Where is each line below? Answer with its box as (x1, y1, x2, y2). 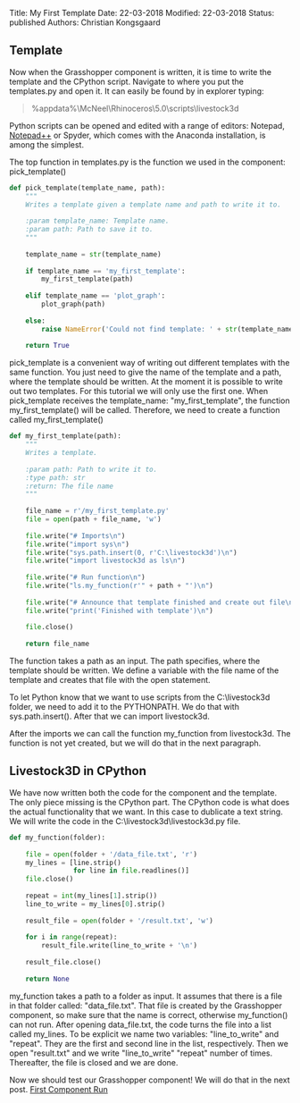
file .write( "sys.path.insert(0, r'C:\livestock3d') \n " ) (25, 548, 238, 557)
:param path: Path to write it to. (25, 465, 158, 474)
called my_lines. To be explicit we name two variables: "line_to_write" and (9, 1028, 279, 1040)
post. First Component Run (9, 1083, 109, 1094)
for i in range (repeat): (25, 933, 118, 942)
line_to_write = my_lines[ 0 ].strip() (25, 899, 166, 908)
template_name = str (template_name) (25, 249, 162, 258)
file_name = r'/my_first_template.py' (25, 507, 170, 516)
